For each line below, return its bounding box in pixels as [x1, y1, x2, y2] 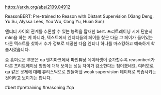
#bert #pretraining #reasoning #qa [5, 84, 74, 90]
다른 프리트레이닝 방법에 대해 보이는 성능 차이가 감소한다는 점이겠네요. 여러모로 [5, 63, 154, 68]
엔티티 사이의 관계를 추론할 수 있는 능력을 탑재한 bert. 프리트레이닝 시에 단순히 [5, 28, 153, 34]
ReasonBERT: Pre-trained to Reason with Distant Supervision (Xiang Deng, [5, 14, 154, 19]
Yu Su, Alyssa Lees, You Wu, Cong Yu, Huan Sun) [5, 19, 104, 24]
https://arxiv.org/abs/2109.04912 [5, 4, 70, 10]
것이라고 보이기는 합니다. [5, 75, 52, 81]
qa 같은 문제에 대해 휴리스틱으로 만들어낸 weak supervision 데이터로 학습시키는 [5, 69, 157, 74]
